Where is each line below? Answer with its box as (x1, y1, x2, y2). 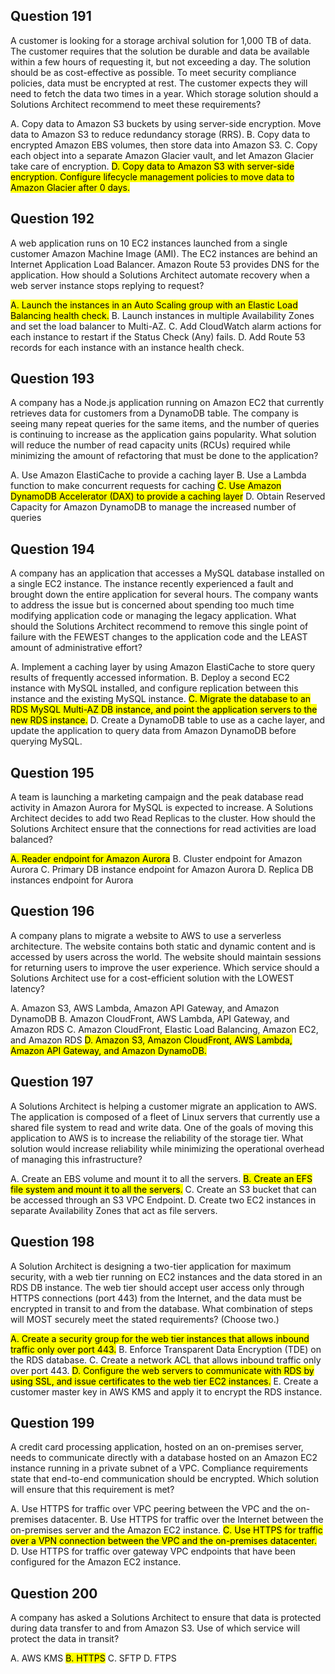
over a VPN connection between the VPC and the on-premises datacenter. (10, 1535, 318, 1547)
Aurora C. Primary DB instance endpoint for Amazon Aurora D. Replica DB (10, 864, 314, 876)
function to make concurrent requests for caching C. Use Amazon (10, 480, 282, 492)
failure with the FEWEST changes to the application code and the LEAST (10, 631, 308, 643)
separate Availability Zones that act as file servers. (10, 1204, 218, 1216)
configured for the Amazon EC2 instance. (10, 1556, 182, 1568)
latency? (10, 982, 45, 994)
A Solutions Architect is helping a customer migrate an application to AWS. (10, 1100, 318, 1112)
